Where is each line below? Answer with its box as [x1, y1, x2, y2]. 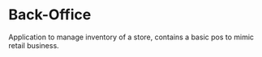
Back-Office [8, 6, 92, 24]
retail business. [8, 40, 59, 50]
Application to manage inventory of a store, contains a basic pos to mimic [8, 32, 254, 42]
